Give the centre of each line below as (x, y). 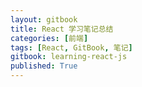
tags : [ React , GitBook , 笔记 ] (71, 47)
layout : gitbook (44, 19)
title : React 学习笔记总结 (62, 29)
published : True (44, 66)
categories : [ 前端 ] (49, 38)
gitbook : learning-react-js (69, 57)
